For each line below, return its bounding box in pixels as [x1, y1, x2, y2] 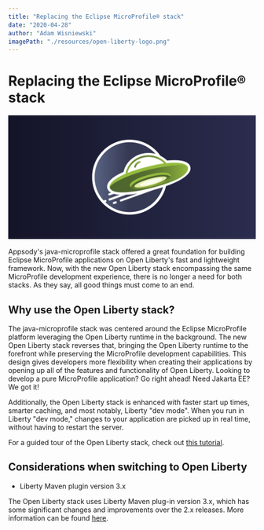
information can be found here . [8, 513, 108, 522]
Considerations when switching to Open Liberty [8, 460, 247, 474]
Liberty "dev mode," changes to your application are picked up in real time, [8, 415, 251, 423]
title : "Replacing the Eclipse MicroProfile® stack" [8, 13, 185, 20]
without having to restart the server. [8, 422, 124, 432]
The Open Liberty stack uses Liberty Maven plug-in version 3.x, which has [8, 496, 250, 506]
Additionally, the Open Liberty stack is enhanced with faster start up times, [8, 397, 250, 407]
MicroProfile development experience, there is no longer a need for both [8, 272, 242, 282]
